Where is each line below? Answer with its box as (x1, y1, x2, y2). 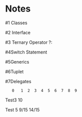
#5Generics (5, 58, 29, 65)
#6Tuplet (5, 69, 24, 75)
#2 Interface (5, 29, 31, 35)
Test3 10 (5, 97, 23, 103)
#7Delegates (5, 78, 31, 84)
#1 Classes (5, 20, 27, 26)
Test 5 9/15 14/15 (5, 106, 40, 112)
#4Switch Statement (5, 49, 47, 55)
